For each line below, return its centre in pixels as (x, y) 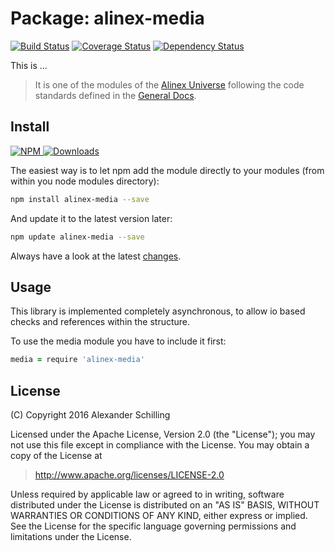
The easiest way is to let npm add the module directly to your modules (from (167, 170)
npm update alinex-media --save (77, 237)
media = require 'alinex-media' (77, 360)
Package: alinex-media (107, 18)
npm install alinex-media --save (80, 199)
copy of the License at (56, 455)
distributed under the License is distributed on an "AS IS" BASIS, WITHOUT (165, 505)
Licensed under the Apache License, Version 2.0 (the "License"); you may (163, 434)
